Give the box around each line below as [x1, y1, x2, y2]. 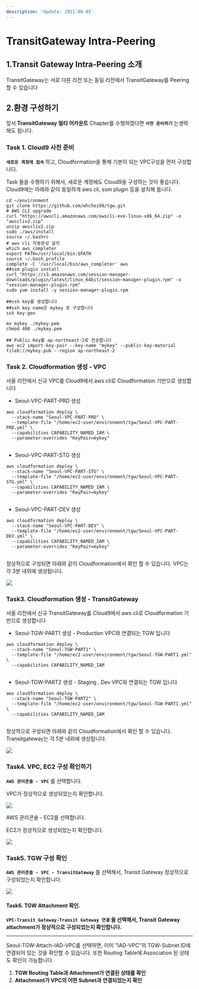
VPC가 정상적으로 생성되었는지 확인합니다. [6, 790, 104, 797]
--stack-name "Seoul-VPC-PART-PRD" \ [11, 415, 105, 420]
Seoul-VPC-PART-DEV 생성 [14, 506, 81, 513]
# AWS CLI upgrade [6, 208, 52, 214]
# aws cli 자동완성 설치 [6, 240, 60, 246]
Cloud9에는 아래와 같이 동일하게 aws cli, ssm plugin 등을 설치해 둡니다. [6, 186, 173, 193]
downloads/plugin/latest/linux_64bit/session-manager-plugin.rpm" [6, 277, 174, 282]
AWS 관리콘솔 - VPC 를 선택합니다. [6, 777, 82, 784]
